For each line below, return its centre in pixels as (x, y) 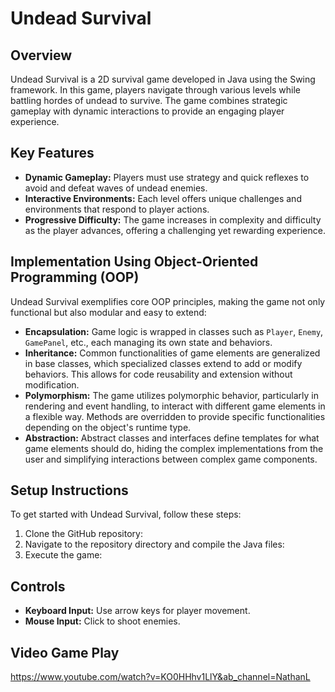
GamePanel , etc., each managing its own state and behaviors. (148, 342)
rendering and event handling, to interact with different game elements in (175, 406)
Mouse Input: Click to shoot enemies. (102, 621)
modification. (52, 384)
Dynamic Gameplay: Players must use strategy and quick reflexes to (167, 177)
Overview (41, 55)
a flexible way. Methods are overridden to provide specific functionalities (175, 416)
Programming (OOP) (75, 277)
